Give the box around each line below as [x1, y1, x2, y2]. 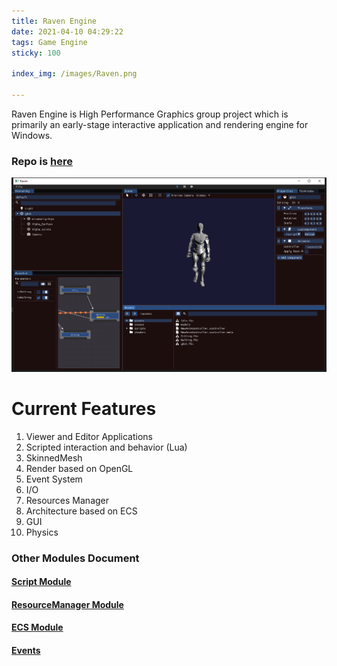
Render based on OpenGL [25, 462, 134, 474]
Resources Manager [25, 494, 110, 506]
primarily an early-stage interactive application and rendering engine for [11, 118, 309, 130]
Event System [25, 473, 83, 485]
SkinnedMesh [25, 451, 83, 464]
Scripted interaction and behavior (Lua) [25, 441, 188, 453]
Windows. [11, 129, 53, 141]
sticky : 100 [11, 48, 61, 58]
